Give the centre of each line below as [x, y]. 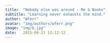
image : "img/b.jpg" [25, 28]
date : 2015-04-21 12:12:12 [35, 33]
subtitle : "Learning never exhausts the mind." [55, 14]
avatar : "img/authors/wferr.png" [40, 23]
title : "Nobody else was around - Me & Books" [55, 10]
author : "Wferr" [22, 19]
